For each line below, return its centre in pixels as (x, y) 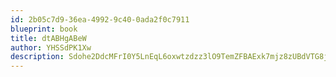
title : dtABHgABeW (48, 38)
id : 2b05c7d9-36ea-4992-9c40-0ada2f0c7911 (100, 19)
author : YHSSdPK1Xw (51, 47)
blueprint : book (44, 29)
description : (37, 57)
